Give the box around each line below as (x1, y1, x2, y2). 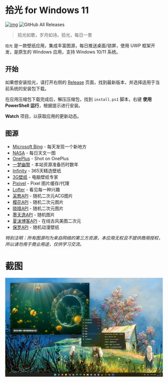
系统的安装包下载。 (9, 85, 49, 91)
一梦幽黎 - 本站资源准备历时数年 (12, 161, 79, 167)
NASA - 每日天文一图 (12, 150, 56, 156)
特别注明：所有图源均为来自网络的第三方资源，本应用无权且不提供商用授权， (5, 234, 163, 241)
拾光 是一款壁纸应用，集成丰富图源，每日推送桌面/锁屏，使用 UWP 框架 (5, 42, 151, 48)
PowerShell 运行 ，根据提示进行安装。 (5, 102, 83, 108)
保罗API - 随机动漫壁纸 (12, 224, 59, 230)
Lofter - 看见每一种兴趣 (12, 186, 60, 192)
